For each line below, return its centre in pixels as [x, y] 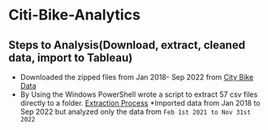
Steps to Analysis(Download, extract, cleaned [127, 45]
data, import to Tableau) [71, 57]
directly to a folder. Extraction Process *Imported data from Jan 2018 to [140, 103]
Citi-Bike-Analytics [74, 15]
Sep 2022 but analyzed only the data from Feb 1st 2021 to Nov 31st [136, 112]
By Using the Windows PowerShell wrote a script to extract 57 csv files [139, 94]
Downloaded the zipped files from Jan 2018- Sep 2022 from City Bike [137, 77]
